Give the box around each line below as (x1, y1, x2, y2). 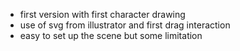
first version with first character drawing (19, 9, 186, 20)
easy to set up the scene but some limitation (19, 30, 203, 41)
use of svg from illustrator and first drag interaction (19, 19, 231, 31)
